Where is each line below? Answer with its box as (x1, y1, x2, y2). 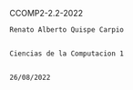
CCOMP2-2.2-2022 (9, 8, 84, 18)
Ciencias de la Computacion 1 (9, 49, 125, 58)
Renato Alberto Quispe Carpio (9, 25, 125, 35)
